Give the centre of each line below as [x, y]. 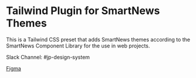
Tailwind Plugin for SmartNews [83, 11]
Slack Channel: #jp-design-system [48, 57]
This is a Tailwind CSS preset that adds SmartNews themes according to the [98, 39]
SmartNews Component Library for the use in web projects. [78, 46]
